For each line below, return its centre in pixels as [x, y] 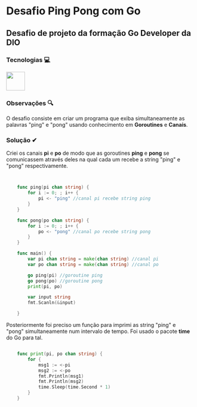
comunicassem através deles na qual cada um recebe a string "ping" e [93, 160]
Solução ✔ [22, 140]
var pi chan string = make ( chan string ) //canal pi [93, 259]
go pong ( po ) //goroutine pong [65, 281]
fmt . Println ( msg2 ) [61, 382]
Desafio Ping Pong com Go [73, 11]
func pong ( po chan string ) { [53, 220]
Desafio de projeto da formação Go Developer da [98, 33]
